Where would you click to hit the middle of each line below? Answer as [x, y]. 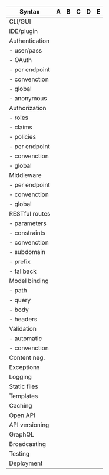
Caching [21, 406]
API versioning [29, 425]
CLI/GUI [20, 22]
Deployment [26, 463]
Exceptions [24, 367]
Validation [23, 329]
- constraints [27, 233]
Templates [24, 396]
